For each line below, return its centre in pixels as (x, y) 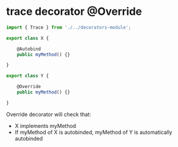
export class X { (28, 38)
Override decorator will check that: (49, 114)
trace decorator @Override (74, 12)
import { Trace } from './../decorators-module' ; (69, 27)
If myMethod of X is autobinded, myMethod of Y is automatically (93, 132)
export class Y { (28, 76)
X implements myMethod (45, 126)
